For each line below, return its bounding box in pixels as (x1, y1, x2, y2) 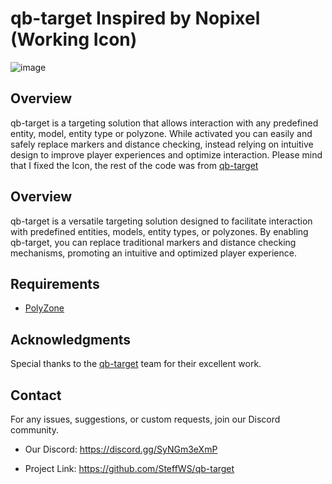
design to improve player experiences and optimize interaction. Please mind (10, 148, 323, 161)
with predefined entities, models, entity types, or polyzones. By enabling (10, 225, 309, 237)
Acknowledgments (10, 331, 132, 348)
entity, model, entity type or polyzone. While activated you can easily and (10, 127, 313, 139)
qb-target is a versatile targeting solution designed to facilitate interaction (10, 215, 313, 227)
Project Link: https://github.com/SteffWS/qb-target (24, 463, 235, 474)
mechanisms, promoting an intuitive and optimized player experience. (10, 247, 297, 259)
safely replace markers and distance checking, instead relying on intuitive (10, 138, 314, 150)
